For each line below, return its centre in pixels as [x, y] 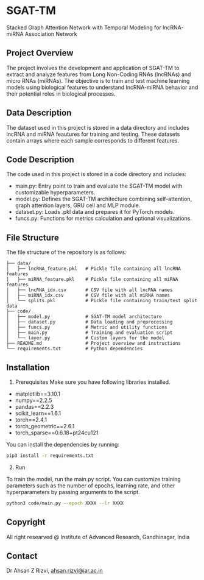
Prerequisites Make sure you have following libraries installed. [93, 382]
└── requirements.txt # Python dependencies [75, 349]
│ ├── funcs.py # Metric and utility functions [87, 327]
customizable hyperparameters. [55, 193]
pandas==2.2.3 [34, 407]
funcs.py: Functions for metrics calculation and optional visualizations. [104, 218]
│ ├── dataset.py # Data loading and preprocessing [90, 322]
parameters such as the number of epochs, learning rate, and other [91, 486]
